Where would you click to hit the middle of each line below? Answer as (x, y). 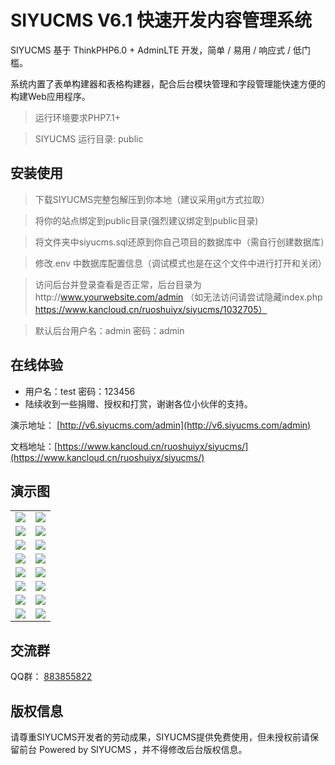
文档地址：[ (34, 446)
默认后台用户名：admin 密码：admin (109, 330)
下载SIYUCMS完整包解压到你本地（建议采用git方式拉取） (152, 199)
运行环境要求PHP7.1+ (78, 117)
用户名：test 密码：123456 (80, 391)
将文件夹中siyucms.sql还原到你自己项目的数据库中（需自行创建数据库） (182, 242)
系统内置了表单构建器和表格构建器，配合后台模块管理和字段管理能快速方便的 (168, 83)
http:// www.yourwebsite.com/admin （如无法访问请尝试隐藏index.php (178, 297)
